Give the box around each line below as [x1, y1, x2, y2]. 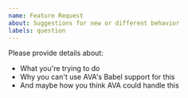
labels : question [8, 26, 66, 34]
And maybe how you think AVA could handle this [19, 80, 179, 90]
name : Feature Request [8, 11, 84, 20]
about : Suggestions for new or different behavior [8, 19, 180, 27]
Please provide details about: [8, 49, 104, 58]
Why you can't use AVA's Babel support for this [19, 73, 175, 82]
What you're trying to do [19, 64, 100, 73]
